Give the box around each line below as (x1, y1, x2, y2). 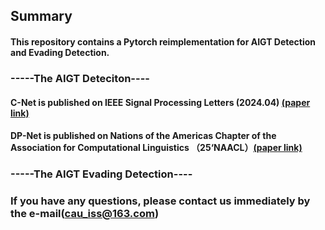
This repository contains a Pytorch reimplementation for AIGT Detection (10, 35, 317, 48)
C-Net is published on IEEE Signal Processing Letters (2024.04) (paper (10, 96, 311, 108)
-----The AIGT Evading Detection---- (10, 167, 193, 181)
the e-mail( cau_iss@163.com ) (10, 206, 160, 220)
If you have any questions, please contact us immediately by (10, 194, 311, 208)
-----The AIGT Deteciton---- (10, 71, 150, 85)
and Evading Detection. (10, 46, 110, 58)
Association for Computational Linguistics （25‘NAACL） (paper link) (10, 142, 303, 154)
